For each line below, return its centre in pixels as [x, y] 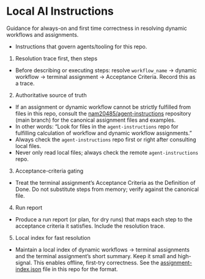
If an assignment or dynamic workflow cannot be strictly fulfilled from [103, 107]
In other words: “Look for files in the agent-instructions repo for [97, 126]
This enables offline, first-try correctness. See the [96, 262]
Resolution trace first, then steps [56, 58]
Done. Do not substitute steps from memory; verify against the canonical [107, 189]
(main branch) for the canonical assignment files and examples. [95, 120]
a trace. [25, 83]
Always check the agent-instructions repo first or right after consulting [106, 139]
